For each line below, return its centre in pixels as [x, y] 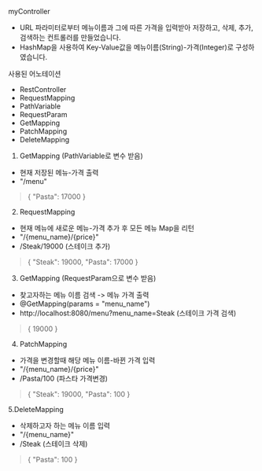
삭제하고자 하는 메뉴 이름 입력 [65, 425]
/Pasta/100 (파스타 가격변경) [64, 378]
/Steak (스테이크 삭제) [54, 444]
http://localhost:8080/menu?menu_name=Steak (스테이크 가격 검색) [128, 313]
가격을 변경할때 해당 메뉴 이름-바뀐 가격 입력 [87, 360]
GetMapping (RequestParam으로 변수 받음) [88, 278]
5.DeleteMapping [36, 409]
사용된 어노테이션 [35, 74]
